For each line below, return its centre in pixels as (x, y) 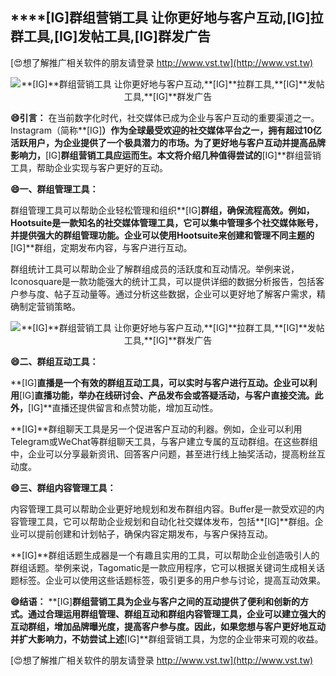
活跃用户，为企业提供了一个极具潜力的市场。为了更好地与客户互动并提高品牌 (168, 142)
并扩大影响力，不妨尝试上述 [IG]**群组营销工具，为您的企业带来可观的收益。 (167, 639)
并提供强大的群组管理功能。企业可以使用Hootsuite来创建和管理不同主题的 (162, 235)
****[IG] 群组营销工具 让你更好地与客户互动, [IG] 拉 (167, 18)
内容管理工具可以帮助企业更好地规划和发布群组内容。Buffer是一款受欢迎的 (163, 509)
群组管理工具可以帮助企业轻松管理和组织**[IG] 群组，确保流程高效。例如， (162, 210)
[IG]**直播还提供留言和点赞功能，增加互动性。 (123, 407)
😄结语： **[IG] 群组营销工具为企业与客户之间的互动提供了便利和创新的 (155, 601)
